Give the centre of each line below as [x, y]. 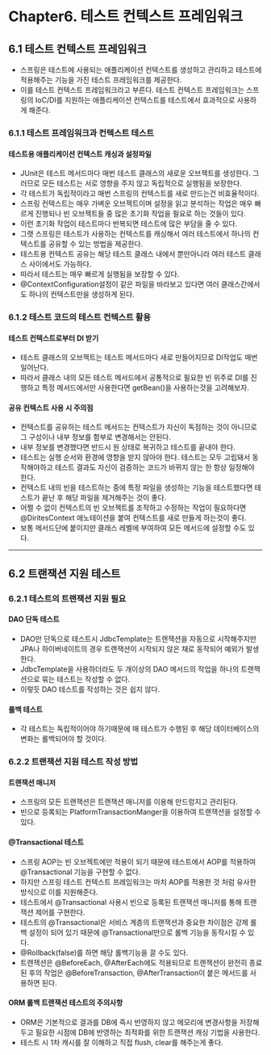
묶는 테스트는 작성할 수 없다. [86, 679]
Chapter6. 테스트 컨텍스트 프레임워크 [126, 17]
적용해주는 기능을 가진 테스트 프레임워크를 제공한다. [101, 80]
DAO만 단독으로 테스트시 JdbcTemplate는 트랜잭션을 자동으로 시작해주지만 [138, 638]
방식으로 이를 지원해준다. [59, 892]
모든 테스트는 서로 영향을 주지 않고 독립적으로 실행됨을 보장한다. [142, 183]
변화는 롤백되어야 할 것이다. [63, 739]
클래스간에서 [240, 284]
